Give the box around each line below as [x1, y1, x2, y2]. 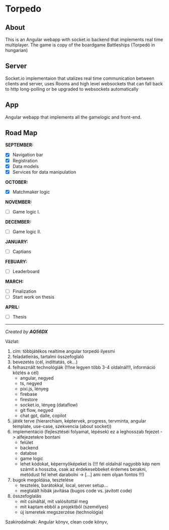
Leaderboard [12, 268, 40, 274]
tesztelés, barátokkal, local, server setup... [20, 483, 108, 489]
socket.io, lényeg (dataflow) [20, 402, 78, 408]
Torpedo [5, 3, 42, 15]
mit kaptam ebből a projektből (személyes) [20, 504, 109, 510]
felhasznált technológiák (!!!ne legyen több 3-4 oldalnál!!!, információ [12, 364, 156, 370]
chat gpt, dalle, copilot [20, 412, 67, 419]
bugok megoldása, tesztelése [12, 477, 74, 483]
